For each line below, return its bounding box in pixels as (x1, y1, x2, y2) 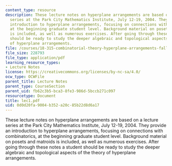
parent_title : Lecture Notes (5, 79, 68, 84)
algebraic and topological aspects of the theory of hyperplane (5, 150, 136, 156)
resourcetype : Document (5, 93, 56, 98)
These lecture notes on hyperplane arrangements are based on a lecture (5, 117, 159, 123)
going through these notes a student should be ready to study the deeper (5, 144, 160, 150)
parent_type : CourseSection (5, 84, 66, 89)
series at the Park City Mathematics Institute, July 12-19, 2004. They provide (5, 122, 166, 129)
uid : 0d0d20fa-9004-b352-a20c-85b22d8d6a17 (5, 103, 100, 108)
